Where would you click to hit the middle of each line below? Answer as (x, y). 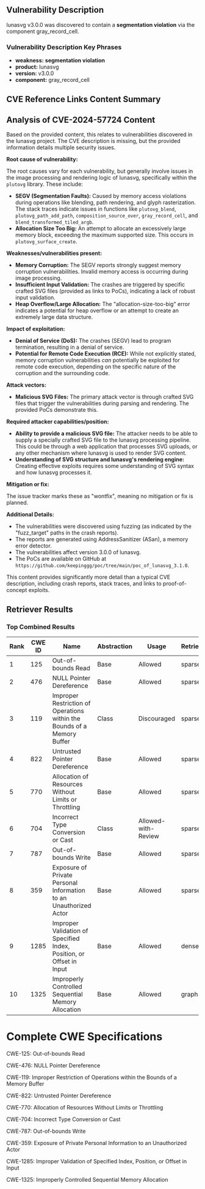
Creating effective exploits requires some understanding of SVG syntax (104, 466)
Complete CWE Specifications (85, 1037)
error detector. (33, 546)
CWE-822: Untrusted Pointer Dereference (59, 1096)
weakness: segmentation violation (60, 60)
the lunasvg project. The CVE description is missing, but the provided (94, 141)
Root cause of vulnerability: (42, 159)
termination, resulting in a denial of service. (70, 347)
